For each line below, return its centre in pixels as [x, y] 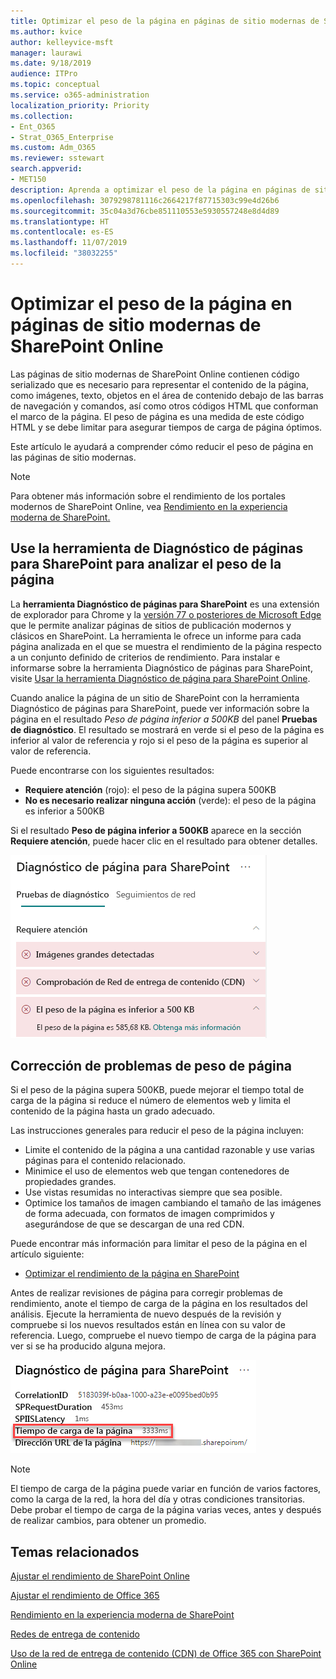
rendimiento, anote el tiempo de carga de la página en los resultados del [159, 1304]
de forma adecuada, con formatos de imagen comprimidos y [149, 1214]
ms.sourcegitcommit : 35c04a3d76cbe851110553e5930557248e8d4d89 [145, 211]
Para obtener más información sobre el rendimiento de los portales [148, 496]
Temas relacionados [75, 1551]
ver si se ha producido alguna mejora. [88, 1346]
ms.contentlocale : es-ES [62, 232]
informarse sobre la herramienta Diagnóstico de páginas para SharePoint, [161, 667]
